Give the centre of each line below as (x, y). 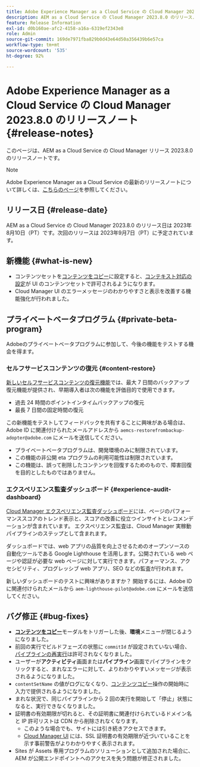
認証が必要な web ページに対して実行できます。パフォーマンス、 (101, 561)
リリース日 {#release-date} (57, 210)
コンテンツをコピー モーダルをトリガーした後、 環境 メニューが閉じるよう (103, 632)
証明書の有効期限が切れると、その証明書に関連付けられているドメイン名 (103, 714)
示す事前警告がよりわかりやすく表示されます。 (81, 743)
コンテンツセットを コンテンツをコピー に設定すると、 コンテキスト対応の (103, 276)
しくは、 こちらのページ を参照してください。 (76, 189)
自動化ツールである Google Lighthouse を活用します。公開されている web (96, 553)
